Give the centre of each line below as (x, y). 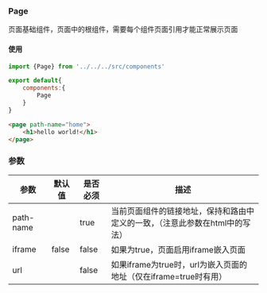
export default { (35, 81)
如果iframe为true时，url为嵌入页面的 (179, 264)
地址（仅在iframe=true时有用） (169, 276)
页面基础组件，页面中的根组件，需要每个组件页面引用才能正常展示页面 (123, 29)
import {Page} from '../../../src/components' (87, 66)
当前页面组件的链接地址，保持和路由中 (182, 210)
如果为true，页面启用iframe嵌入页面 (178, 249)
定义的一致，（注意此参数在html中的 (177, 222)
